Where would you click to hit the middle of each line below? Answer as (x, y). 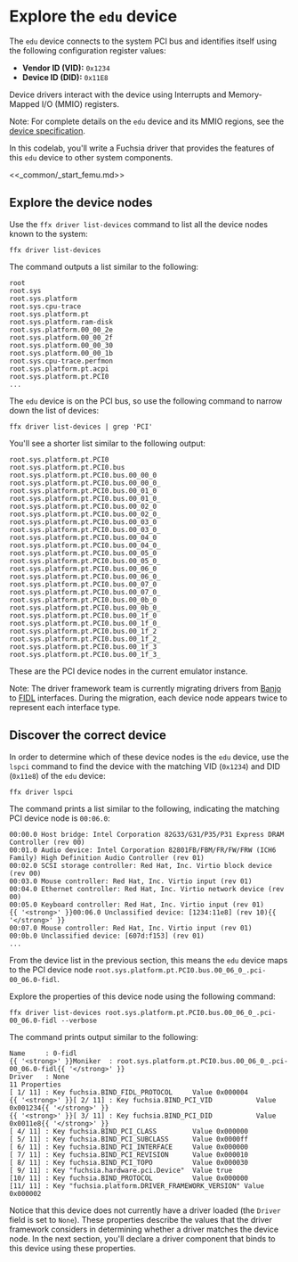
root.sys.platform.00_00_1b (61, 353)
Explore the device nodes (81, 203)
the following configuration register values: (88, 50)
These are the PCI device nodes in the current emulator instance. (129, 671)
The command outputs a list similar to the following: (104, 266)
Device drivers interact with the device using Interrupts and (118, 94)
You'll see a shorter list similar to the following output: (108, 443)
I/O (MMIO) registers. (81, 103)
